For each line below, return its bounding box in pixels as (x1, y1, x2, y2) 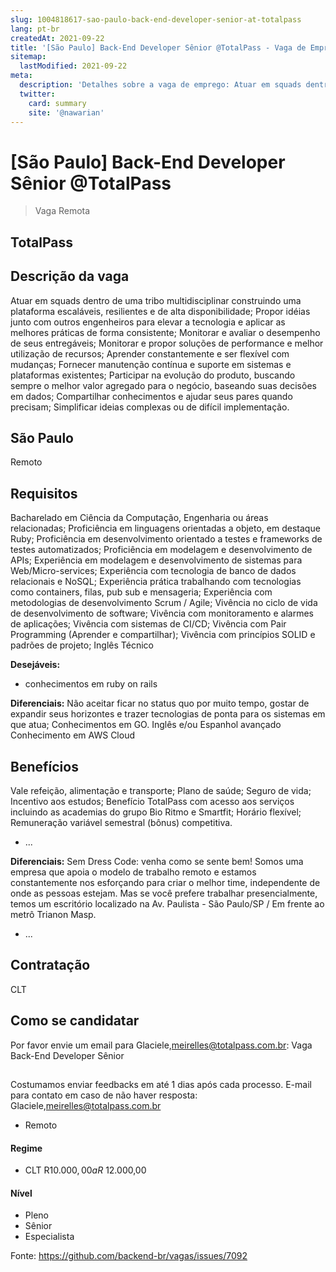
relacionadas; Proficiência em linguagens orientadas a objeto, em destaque (10, 522, 321, 535)
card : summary (28, 98, 87, 108)
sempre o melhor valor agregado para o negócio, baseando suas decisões (10, 379, 317, 391)
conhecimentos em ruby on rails (24, 678, 158, 690)
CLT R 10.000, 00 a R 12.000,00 (24, 1164, 147, 1176)
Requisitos (10, 485, 78, 502)
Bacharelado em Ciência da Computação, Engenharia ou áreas (10, 512, 269, 524)
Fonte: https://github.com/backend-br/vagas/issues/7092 (10, 1250, 248, 1262)
